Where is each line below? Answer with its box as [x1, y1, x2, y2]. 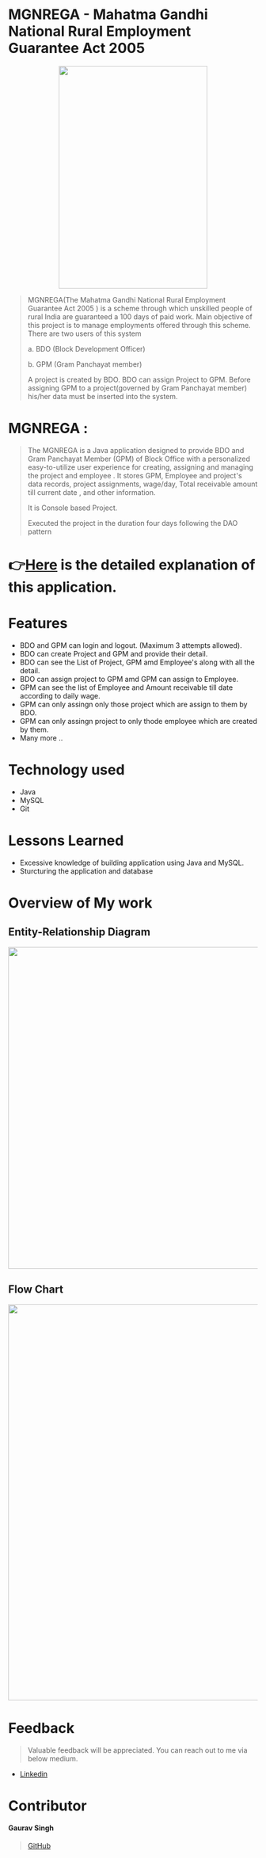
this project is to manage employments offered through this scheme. [27, 320, 251, 329]
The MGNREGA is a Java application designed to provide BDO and [27, 445, 245, 455]
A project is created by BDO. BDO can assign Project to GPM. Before [27, 375, 251, 384]
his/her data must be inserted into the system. [27, 391, 178, 401]
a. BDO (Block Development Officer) [27, 344, 146, 353]
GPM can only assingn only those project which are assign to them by [19, 699, 248, 709]
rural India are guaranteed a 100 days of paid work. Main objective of [27, 311, 253, 322]
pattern [27, 527, 52, 536]
